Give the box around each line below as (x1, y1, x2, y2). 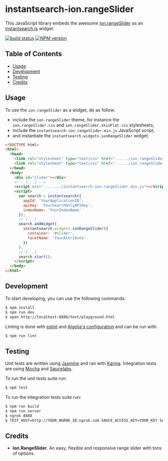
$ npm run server (5, 408, 41, 413)
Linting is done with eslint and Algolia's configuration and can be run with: (5, 324, 157, 330)
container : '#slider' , (27, 231, 75, 236)
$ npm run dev (5, 310, 35, 315)
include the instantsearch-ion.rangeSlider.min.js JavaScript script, (12, 127, 155, 133)
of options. (12, 450, 35, 456)
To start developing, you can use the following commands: (5, 295, 126, 301)
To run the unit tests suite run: (5, 375, 67, 382)
